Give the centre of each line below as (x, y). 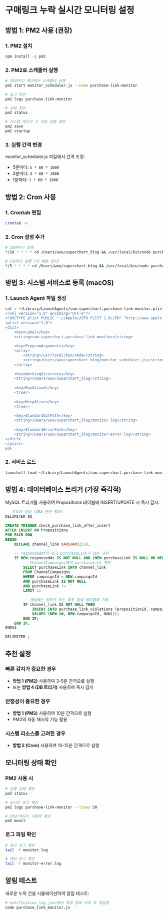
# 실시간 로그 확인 (22, 803)
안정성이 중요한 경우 (28, 701)
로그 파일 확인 (21, 835)
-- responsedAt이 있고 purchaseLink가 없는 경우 (61, 553)
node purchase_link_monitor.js (38, 908)
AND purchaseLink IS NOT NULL (54, 581)
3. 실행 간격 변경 (24, 144)
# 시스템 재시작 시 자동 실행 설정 (35, 122)
